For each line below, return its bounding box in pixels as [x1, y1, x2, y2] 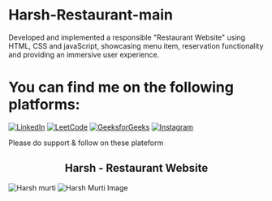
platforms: [8, 96, 80, 114]
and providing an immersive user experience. [8, 49, 160, 59]
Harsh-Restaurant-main [8, 6, 173, 24]
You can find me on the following [8, 79, 234, 96]
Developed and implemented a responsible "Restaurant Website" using [8, 32, 246, 42]
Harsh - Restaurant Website [64, 161, 209, 175]
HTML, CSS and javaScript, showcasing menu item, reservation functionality [8, 41, 264, 50]
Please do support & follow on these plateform [8, 138, 164, 148]
